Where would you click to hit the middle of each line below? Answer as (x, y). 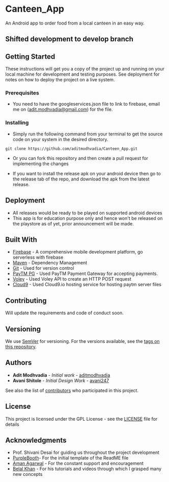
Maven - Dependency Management (50, 263)
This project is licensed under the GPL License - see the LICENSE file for (81, 419)
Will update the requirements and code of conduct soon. (64, 313)
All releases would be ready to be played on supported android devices (87, 213)
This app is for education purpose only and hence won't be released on (88, 218)
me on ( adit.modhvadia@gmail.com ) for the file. (63, 109)
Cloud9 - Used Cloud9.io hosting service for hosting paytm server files (87, 285)
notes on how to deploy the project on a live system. (60, 80)
